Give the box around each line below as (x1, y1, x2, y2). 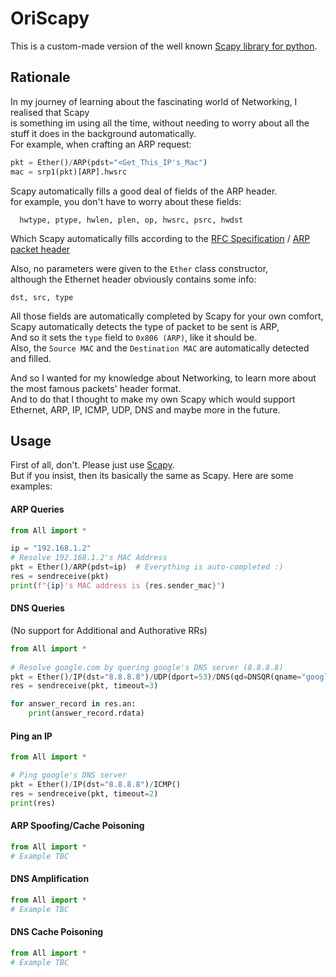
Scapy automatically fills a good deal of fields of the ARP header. (10, 185, 278, 197)
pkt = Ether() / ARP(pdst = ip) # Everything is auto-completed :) (10, 562, 284, 572)
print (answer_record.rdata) (28, 708, 145, 719)
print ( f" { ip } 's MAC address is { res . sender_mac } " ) (10, 580, 226, 591)
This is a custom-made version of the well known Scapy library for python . (10, 40, 318, 52)
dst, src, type (10, 292, 74, 302)
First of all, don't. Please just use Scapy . (10, 459, 175, 471)
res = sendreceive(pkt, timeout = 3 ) (10, 681, 159, 691)
